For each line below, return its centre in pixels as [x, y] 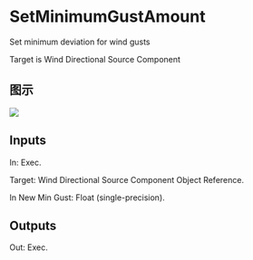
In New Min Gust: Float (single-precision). [87, 197]
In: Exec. [25, 162]
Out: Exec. [29, 247]
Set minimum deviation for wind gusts [80, 42]
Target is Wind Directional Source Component [95, 59]
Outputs [33, 225]
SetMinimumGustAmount [107, 17]
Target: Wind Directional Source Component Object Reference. [127, 179]
